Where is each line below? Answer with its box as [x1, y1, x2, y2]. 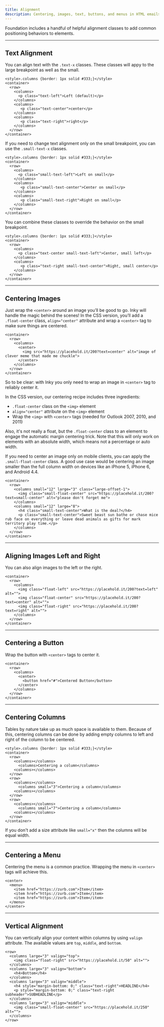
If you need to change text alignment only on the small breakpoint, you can [5, 141, 156, 146]
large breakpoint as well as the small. [5, 67, 80, 73]
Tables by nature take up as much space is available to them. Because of [5, 726, 152, 732]
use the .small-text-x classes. [5, 146, 67, 152]
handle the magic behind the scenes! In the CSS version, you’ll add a [5, 313, 143, 319]
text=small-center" [5, 496, 45, 501]
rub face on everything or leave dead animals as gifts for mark [5, 517, 141, 522]
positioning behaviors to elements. [5, 30, 75, 36]
